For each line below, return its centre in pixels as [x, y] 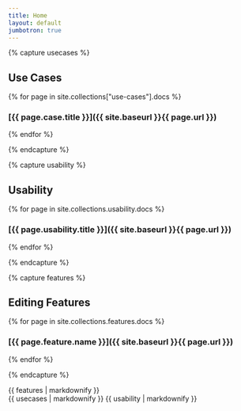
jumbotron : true [35, 30]
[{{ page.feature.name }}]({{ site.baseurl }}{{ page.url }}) [121, 342]
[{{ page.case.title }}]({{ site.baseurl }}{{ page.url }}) [113, 117]
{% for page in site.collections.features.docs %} [87, 322]
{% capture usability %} [47, 165]
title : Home [28, 15]
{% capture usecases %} [49, 53]
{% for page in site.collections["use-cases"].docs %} [95, 97]
